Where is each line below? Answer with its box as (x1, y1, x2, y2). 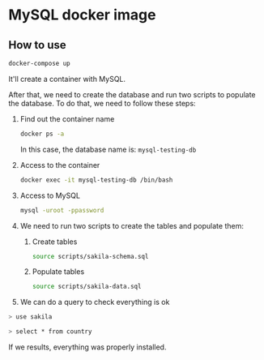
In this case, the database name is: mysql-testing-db (19, 144, 197, 154)
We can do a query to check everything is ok (19, 298, 170, 307)
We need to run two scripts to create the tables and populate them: (19, 221, 245, 230)
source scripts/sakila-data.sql (32, 282, 142, 291)
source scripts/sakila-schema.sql (32, 252, 149, 260)
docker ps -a (19, 130, 65, 138)
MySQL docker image (8, 6, 156, 24)
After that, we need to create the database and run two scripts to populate (8, 89, 257, 99)
